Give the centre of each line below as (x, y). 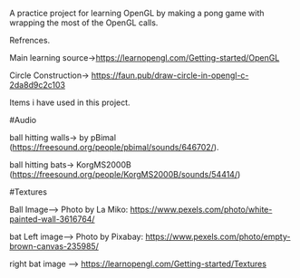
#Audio (23, 120)
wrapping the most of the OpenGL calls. (84, 23)
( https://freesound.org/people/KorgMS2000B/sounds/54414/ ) (125, 174)
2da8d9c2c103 (38, 85)
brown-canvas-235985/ (54, 246)
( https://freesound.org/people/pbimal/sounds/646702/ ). (114, 147)
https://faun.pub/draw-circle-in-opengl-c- (170, 75)
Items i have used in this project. (70, 102)
